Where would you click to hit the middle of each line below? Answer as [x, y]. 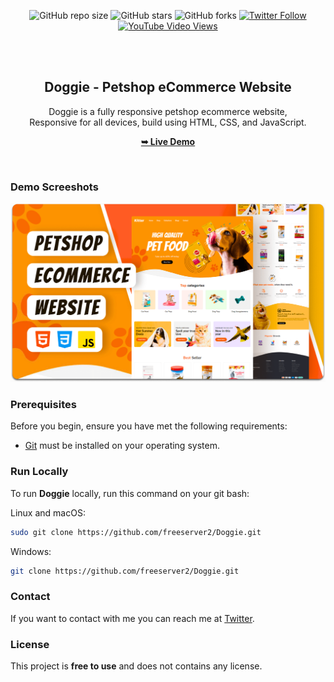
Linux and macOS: [48, 512]
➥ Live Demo [168, 141]
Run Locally [39, 472]
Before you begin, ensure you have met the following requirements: [149, 426]
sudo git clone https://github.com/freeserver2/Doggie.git [136, 532]
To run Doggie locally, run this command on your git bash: [130, 493]
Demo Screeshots [54, 187]
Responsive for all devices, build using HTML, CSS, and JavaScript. [168, 122]
